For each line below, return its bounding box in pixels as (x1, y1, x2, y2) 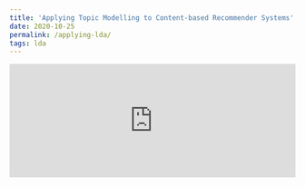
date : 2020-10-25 (9, 22, 75, 31)
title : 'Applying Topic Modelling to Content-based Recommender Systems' (9, 13, 295, 23)
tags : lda (9, 38, 47, 48)
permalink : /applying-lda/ (9, 30, 112, 39)
